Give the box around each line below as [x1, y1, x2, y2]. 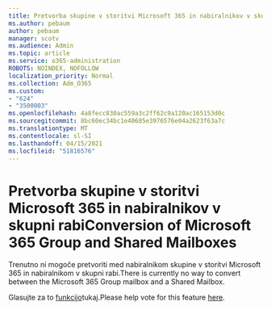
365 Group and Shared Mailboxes [8, 233, 237, 251]
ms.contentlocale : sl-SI [8, 132, 92, 140]
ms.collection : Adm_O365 [8, 79, 92, 87]
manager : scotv [8, 34, 60, 43]
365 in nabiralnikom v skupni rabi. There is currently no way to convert [8, 268, 241, 279]
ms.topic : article [8, 49, 70, 57]
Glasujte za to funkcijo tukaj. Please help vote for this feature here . [8, 292, 226, 303]
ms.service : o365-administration [8, 57, 121, 65]
